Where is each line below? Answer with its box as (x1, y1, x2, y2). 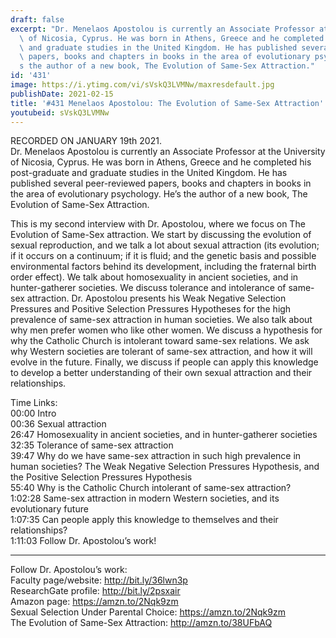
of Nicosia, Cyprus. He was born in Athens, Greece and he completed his (10, 156, 312, 168)
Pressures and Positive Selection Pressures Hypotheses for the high (10, 303, 292, 315)
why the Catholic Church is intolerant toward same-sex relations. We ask (10, 335, 310, 347)
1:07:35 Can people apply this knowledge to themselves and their (10, 514, 279, 526)
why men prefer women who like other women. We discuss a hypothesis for (10, 324, 323, 336)
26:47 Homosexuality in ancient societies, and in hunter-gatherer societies (10, 429, 318, 441)
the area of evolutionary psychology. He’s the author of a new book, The (10, 188, 308, 200)
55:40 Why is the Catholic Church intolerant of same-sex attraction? (10, 482, 292, 494)
